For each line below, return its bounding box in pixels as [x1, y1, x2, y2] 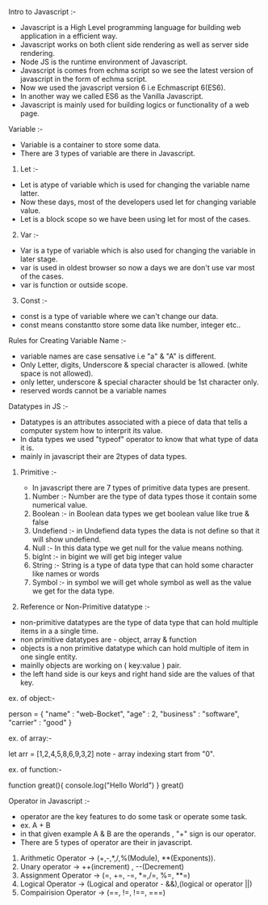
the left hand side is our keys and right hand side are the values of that [19, 669, 255, 678]
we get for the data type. [31, 586, 115, 596]
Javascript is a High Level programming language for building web [19, 23, 241, 32]
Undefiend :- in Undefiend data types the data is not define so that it [31, 526, 260, 535]
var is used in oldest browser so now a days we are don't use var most [19, 263, 255, 272]
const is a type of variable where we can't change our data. [19, 312, 219, 321]
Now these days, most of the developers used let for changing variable [19, 198, 257, 206]
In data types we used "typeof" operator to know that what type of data [19, 435, 258, 444]
